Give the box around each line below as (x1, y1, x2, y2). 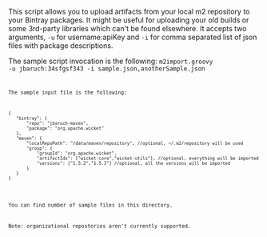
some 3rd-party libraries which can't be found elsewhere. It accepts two (8, 24, 247, 33)
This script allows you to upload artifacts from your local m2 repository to (8, 7, 250, 16)
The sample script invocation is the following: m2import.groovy (8, 56, 213, 66)
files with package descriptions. (8, 41, 114, 50)
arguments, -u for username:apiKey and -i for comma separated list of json (8, 32, 257, 42)
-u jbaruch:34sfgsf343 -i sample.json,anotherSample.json (8, 65, 205, 73)
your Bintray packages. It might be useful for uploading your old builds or (8, 15, 249, 25)
